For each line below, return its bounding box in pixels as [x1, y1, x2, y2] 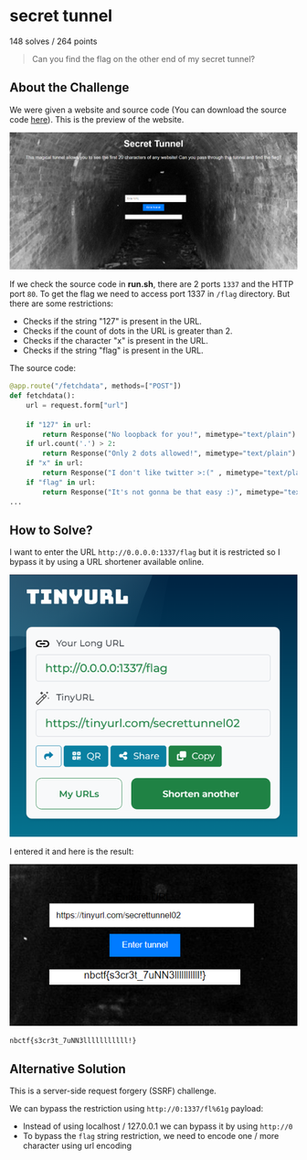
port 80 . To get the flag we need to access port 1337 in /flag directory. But [9, 289, 291, 300]
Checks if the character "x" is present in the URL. [22, 335, 208, 346]
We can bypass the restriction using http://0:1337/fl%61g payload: [9, 1103, 264, 1114]
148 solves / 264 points [9, 36, 98, 47]
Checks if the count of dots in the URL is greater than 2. [22, 325, 233, 336]
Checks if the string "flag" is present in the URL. [22, 345, 204, 357]
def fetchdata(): [9, 391, 76, 400]
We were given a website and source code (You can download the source [9, 104, 287, 115]
